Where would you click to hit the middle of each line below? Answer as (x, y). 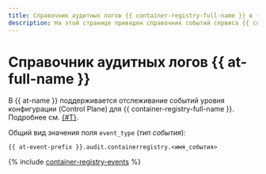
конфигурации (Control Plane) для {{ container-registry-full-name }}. (122, 109)
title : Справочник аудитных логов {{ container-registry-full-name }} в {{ (136, 15)
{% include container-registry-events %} (74, 162)
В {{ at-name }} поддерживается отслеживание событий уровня (117, 100)
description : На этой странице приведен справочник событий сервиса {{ (129, 23)
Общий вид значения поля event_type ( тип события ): (97, 133)
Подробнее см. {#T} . (44, 117)
